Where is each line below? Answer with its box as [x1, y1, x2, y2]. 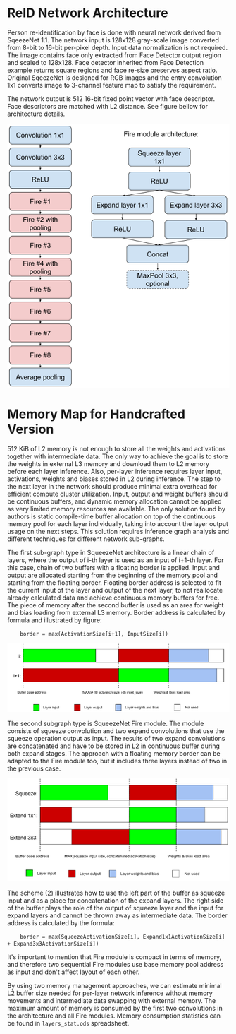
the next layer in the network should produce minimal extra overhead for [7, 482, 218, 490]
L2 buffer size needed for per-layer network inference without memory [7, 989, 213, 997]
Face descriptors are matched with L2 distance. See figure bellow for [7, 102, 208, 110]
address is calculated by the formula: [7, 918, 115, 927]
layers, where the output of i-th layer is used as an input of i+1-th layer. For [7, 556, 224, 564]
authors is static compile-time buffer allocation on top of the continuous [7, 512, 216, 521]
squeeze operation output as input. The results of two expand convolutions [7, 735, 225, 743]
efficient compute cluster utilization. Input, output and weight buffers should [7, 489, 228, 498]
